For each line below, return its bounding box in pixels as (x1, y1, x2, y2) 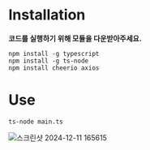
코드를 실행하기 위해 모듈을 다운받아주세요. (8, 33, 142, 43)
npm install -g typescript (8, 49, 100, 58)
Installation (8, 6, 86, 24)
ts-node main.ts (8, 118, 63, 126)
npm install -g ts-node (8, 57, 89, 65)
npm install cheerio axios (8, 63, 100, 72)
